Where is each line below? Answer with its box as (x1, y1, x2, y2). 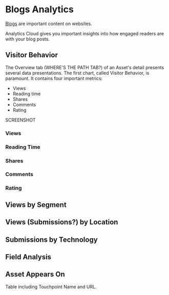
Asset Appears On (5, 270, 65, 279)
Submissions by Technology (5, 235, 98, 244)
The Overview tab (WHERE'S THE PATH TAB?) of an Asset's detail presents (5, 64, 164, 70)
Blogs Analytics (5, 4, 74, 15)
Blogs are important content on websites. (5, 20, 92, 27)
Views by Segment (5, 200, 67, 209)
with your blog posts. (5, 36, 50, 42)
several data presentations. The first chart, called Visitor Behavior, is (5, 70, 150, 76)
